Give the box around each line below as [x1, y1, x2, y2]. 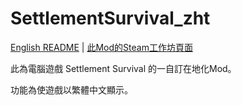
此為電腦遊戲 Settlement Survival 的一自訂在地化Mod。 [10, 62, 237, 74]
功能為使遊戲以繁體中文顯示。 [10, 83, 133, 96]
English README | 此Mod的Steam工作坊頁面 [10, 41, 193, 53]
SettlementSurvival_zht [10, 7, 211, 30]
